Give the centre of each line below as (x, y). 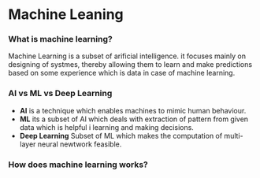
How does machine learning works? (78, 165)
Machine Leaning (66, 15)
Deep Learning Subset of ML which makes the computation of (121, 135)
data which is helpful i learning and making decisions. (107, 127)
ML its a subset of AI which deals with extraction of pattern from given (134, 119)
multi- (234, 135)
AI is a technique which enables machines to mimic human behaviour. (133, 110)
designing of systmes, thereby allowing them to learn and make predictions (130, 65)
